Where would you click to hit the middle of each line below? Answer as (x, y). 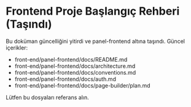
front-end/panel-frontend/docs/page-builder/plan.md (83, 85)
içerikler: (17, 48)
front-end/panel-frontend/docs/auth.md (65, 79)
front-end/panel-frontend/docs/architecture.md (75, 66)
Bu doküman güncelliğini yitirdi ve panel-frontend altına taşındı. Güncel (95, 41)
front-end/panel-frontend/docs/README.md (71, 59)
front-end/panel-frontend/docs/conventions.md (75, 72)
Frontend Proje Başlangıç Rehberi (93, 11)
